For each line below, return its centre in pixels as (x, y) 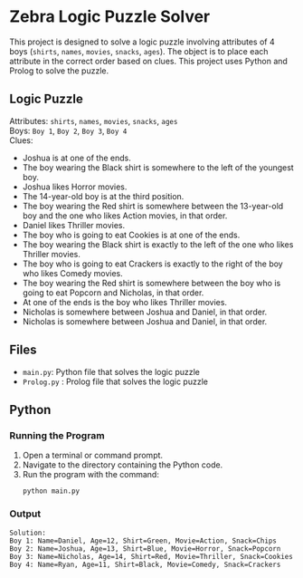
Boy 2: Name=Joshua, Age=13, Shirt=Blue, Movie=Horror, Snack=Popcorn (145, 549)
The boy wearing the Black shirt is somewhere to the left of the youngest (158, 167)
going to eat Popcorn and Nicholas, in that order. (113, 293)
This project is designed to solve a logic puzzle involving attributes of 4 (142, 42)
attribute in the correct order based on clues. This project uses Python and (148, 61)
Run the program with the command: (91, 475)
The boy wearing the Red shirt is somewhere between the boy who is (151, 283)
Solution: (28, 533)
